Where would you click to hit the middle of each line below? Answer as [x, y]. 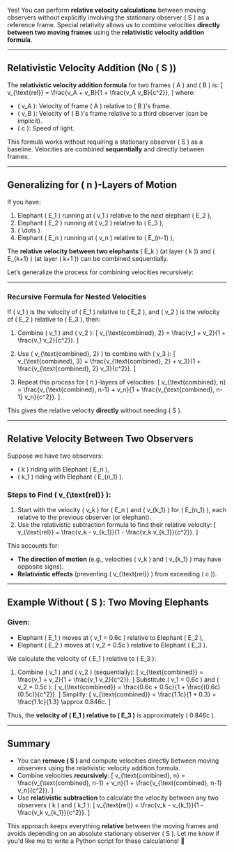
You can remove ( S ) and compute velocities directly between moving [118, 761]
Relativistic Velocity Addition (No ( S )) [92, 68]
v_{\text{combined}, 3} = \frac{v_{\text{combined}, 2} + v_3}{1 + [109, 361]
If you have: [24, 202]
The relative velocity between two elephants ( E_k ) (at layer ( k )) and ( [111, 251]
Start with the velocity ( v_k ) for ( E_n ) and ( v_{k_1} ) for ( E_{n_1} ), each [122, 510]
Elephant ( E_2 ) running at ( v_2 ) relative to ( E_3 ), [90, 223]
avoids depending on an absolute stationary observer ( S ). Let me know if [114, 833]
